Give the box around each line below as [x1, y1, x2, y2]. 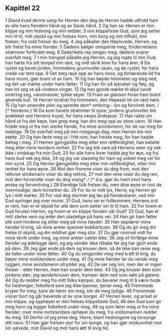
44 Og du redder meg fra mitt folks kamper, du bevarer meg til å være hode [5, 277, 161, 283]
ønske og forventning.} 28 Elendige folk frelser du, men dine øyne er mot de [5, 182, 162, 188]
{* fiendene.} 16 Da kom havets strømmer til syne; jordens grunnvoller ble [5, 107, 156, 113]
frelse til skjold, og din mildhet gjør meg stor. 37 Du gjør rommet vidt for [5, 229, 152, 235]
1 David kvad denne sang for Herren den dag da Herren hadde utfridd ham [5, 17, 158, 23]
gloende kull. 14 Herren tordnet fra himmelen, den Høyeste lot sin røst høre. [5, 97, 160, 103]
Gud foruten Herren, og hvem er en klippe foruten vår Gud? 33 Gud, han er [5, 208, 159, 214]
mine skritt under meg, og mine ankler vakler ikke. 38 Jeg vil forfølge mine [5, 235, 158, 241]
